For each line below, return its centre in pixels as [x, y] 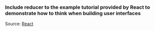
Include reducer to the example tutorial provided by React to [77, 7]
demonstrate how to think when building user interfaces [73, 13]
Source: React [19, 24]
